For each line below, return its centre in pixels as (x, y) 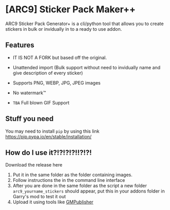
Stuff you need (30, 119)
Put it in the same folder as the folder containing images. (72, 175)
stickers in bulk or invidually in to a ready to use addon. (64, 29)
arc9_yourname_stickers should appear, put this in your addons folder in (89, 191)
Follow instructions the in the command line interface (69, 180)
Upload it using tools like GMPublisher (53, 202)
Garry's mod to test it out (39, 197)
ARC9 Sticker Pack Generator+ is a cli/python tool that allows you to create (84, 24)
